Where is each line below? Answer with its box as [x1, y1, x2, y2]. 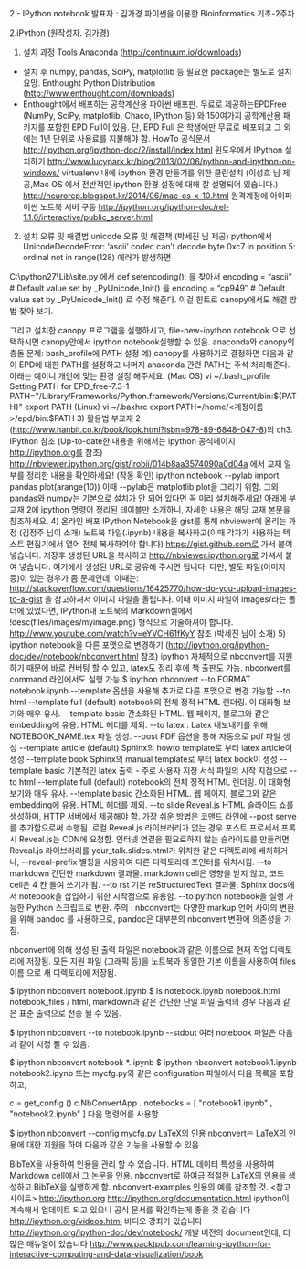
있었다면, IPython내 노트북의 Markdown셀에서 [26, 606, 194, 616]
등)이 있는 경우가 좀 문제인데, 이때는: [9, 573, 140, 583]
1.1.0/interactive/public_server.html [22, 212, 153, 222]
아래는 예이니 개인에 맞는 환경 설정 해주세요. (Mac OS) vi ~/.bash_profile [9, 371, 271, 381]
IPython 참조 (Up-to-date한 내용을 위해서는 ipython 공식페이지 [9, 436, 236, 446]
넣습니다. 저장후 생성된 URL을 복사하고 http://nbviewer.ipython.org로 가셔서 [9, 550, 283, 560]
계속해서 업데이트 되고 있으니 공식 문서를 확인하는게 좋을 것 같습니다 [9, 1204, 251, 1215]
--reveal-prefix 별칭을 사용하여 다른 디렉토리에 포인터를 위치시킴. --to [21, 857, 272, 867]
